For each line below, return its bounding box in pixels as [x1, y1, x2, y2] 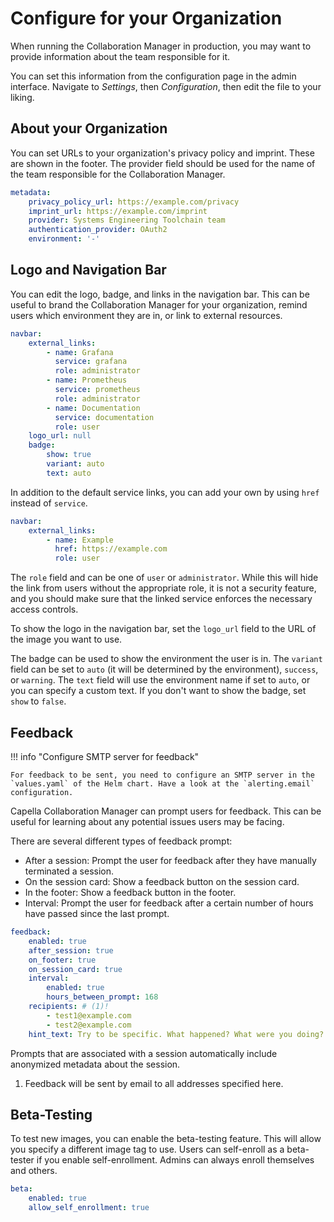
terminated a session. [24, 865, 115, 877]
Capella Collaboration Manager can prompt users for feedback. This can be [10, 805, 322, 817]
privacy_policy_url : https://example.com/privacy [28, 197, 240, 207]
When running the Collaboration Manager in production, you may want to [10, 40, 312, 52]
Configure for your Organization [10, 7, 283, 30]
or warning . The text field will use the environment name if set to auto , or [10, 674, 311, 686]
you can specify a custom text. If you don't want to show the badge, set [10, 685, 307, 697]
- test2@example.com [46, 1020, 132, 1030]
